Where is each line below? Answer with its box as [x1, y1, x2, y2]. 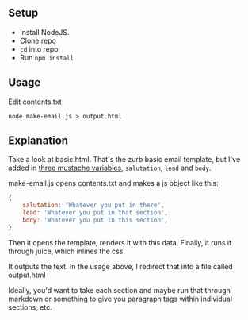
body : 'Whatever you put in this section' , [22, 216, 169, 225]
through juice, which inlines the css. [8, 246, 125, 256]
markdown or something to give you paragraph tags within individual [8, 294, 232, 303]
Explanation [8, 134, 69, 148]
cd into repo [19, 44, 59, 54]
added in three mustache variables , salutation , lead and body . [8, 163, 212, 173]
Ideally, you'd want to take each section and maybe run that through [8, 285, 231, 295]
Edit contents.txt [8, 97, 62, 106]
